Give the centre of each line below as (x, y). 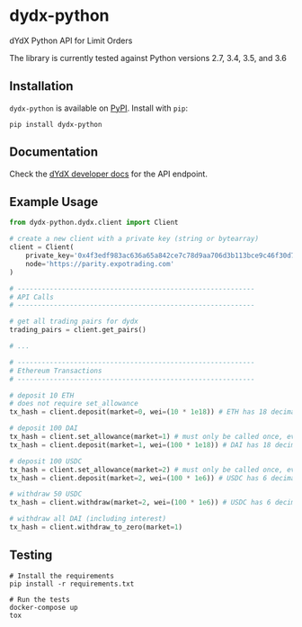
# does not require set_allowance (74, 404)
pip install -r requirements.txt (72, 584)
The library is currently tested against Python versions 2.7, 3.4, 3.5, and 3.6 (148, 58)
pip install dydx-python (56, 124)
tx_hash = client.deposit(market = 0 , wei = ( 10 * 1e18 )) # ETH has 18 (138, 412)
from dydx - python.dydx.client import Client (94, 223)
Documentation (54, 152)
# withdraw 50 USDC (46, 494)
